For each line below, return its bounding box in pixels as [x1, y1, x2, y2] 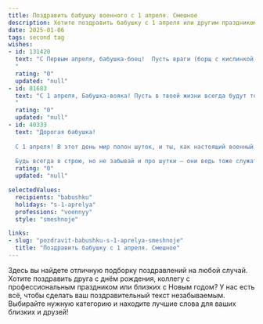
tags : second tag [8, 33, 65, 42]
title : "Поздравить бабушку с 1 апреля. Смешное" [15, 244, 180, 252]
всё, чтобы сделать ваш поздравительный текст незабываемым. [8, 290, 225, 300]
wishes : [8, 41, 34, 49]
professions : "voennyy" [15, 208, 92, 216]
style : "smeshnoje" [15, 215, 79, 224]
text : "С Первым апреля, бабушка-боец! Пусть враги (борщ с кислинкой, [15, 56, 258, 64]
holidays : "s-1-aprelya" [15, 201, 96, 209]
